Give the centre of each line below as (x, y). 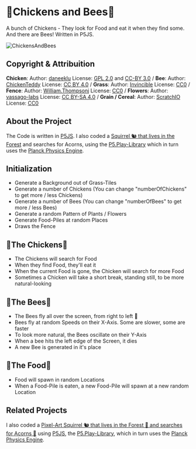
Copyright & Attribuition (51, 64)
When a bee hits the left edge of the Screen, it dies (76, 341)
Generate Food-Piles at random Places (61, 220)
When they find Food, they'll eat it (55, 265)
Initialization (29, 169)
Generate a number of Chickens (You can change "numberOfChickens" (101, 189)
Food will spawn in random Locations (59, 379)
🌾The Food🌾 (29, 366)
